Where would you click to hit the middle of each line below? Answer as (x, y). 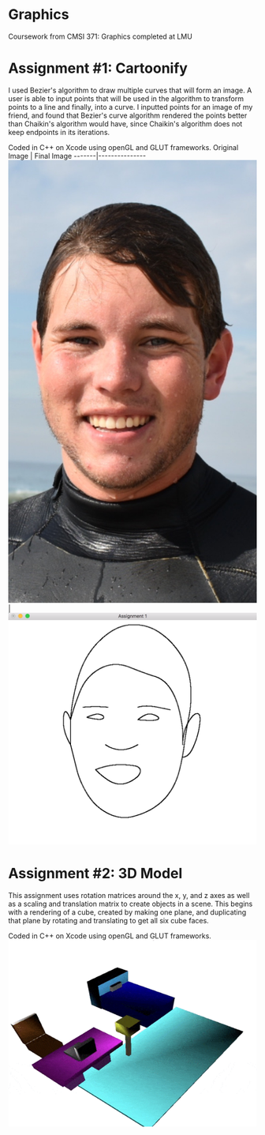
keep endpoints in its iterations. (59, 132)
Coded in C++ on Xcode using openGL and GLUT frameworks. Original (123, 147)
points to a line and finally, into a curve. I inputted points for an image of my (131, 107)
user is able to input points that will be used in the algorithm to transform (126, 98)
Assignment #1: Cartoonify (98, 68)
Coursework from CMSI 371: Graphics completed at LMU (101, 36)
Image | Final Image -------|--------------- (77, 156)
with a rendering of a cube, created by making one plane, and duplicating (127, 912)
